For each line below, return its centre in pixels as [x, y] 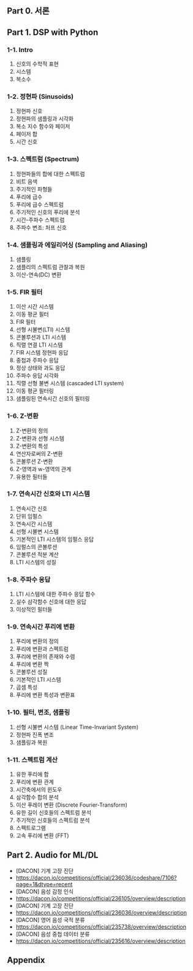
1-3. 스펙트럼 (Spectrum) [43, 159]
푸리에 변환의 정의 [37, 641]
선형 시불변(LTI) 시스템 [43, 329]
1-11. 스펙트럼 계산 [32, 759]
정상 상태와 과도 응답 [40, 368]
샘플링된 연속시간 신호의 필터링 [53, 399]
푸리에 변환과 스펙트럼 [42, 649]
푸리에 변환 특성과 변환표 [45, 695]
